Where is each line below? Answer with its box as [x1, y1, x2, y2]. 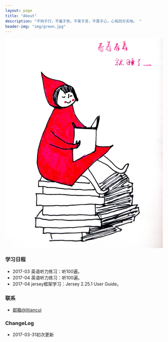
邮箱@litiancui [12, 306, 41, 312]
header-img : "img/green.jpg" [5, 24, 66, 29]
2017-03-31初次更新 [12, 331, 54, 337]
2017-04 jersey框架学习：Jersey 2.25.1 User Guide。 [12, 280, 121, 287]
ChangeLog [5, 319, 34, 326]
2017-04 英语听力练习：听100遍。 [12, 274, 82, 280]
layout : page [5, 8, 32, 13]
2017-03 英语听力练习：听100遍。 [12, 268, 82, 274]
